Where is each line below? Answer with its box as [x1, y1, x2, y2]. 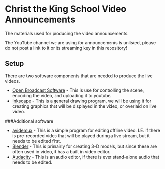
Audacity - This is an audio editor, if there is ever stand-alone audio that [12, 154, 160, 160]
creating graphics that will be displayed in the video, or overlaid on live [12, 103, 157, 109]
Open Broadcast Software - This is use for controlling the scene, [12, 87, 144, 93]
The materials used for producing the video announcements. [5, 30, 129, 36]
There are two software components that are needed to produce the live [5, 73, 153, 79]
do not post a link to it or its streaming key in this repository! [5, 45, 127, 51]
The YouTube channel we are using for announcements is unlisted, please [5, 40, 156, 45]
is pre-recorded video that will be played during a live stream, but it [12, 132, 150, 139]
